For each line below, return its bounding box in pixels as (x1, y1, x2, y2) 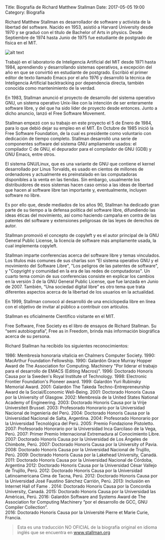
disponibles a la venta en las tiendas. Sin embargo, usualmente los (5, 177, 140, 182)
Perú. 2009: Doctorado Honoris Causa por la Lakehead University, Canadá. (5, 452, 158, 458)
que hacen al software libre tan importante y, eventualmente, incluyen (5, 187, 147, 193)
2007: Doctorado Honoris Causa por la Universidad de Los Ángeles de (5, 436, 148, 442)
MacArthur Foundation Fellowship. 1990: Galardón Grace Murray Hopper (5, 358, 152, 364)
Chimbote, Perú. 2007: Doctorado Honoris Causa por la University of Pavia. (5, 441, 158, 447)
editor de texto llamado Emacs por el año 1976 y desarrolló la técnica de (5, 75, 151, 80)
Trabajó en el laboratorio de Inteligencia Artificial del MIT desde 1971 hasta (5, 59, 156, 65)
